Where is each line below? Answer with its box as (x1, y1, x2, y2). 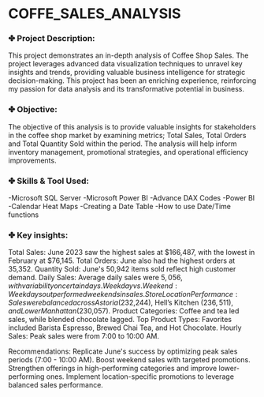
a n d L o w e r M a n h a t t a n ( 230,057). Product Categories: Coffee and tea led (8, 306, 240, 316)
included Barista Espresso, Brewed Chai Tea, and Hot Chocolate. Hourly (8, 323, 242, 332)
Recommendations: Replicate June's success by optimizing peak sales (8, 346, 238, 356)
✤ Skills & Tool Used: (8, 175, 89, 186)
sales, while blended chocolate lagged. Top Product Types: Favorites (8, 315, 232, 324)
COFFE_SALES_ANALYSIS (8, 5, 181, 23)
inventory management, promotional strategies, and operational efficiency (8, 147, 249, 156)
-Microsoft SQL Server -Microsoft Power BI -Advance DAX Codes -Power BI (8, 193, 255, 203)
